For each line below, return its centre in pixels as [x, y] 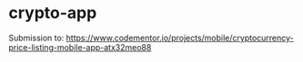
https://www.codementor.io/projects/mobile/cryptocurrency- [180, 38]
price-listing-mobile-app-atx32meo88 [80, 47]
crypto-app [53, 13]
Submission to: [36, 38]
